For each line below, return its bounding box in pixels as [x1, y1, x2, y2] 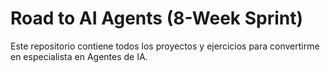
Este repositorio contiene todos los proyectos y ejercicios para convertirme [10, 40, 320, 52]
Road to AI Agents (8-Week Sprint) [10, 7, 304, 30]
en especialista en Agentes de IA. [10, 50, 148, 62]
